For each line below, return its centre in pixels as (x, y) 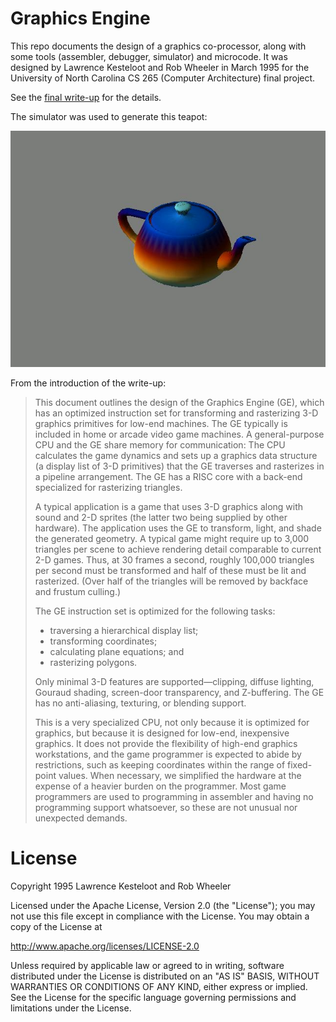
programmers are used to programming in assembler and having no (174, 796)
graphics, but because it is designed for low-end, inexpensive (162, 733)
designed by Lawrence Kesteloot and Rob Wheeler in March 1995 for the (160, 67)
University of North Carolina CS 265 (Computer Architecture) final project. (163, 78)
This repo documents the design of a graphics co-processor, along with (158, 46)
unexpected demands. (81, 818)
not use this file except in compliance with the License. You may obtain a (160, 916)
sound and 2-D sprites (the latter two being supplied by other (161, 517)
